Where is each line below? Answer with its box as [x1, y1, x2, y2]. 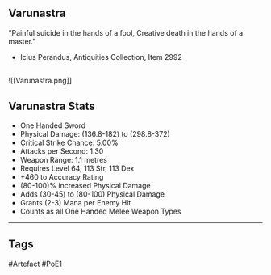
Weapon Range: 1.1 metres [19, 155, 107, 165]
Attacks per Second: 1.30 [19, 146, 104, 156]
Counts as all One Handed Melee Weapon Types [19, 206, 181, 217]
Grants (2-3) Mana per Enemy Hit [19, 198, 131, 208]
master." [8, 36, 36, 46]
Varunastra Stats [8, 99, 95, 112]
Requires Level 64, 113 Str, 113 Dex [19, 163, 135, 173]
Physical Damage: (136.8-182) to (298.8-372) [19, 129, 171, 139]
